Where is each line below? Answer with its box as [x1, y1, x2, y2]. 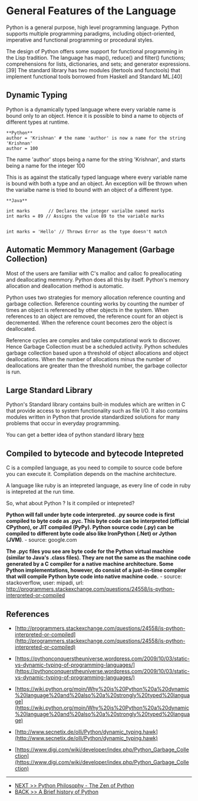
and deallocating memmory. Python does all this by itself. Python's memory [6, 276, 190, 283]
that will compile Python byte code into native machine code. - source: [6, 573, 183, 580]
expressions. [159, 60, 190, 67]
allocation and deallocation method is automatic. [6, 282, 124, 289]
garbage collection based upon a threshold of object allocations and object [6, 349, 189, 356]
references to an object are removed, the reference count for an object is [6, 313, 184, 320]
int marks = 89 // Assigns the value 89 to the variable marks [6, 213, 165, 219]
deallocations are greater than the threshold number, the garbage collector [6, 362, 187, 369]
